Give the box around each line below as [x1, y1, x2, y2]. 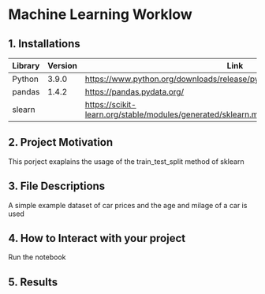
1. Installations [8, 37, 80, 50]
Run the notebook [8, 252, 66, 262]
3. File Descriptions [8, 180, 106, 193]
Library [12, 61, 40, 71]
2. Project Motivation [8, 136, 114, 149]
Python [12, 73, 39, 84]
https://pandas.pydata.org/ [84, 87, 185, 97]
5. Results [8, 275, 58, 288]
